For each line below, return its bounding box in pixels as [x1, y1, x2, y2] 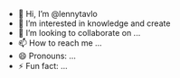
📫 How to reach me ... [17, 38, 102, 48]
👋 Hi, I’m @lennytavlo [17, 9, 98, 19]
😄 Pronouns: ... [17, 50, 77, 61]
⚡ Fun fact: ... [17, 61, 68, 71]
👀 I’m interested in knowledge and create [17, 18, 171, 29]
